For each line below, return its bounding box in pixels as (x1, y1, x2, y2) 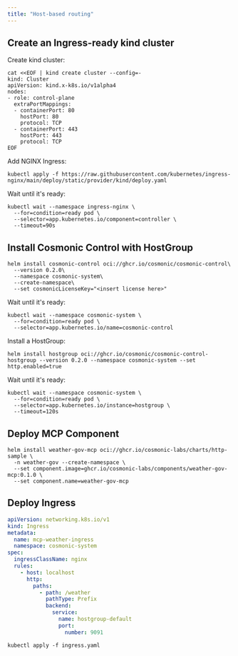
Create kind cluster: (7, 56, 66, 64)
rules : (14, 562, 33, 570)
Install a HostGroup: (7, 337, 66, 345)
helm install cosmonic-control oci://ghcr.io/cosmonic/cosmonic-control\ (7, 261, 232, 268)
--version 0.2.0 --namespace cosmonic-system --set (38, 357, 196, 364)
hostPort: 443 (20, 132, 62, 139)
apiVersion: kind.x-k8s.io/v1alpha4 (7, 82, 116, 89)
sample (7, 453, 27, 460)
